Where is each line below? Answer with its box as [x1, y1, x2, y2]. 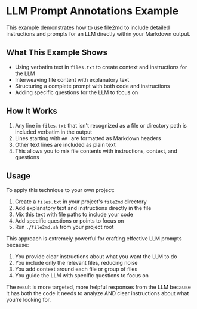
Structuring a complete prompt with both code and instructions [14, 82, 170, 89]
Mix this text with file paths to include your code [14, 211, 133, 218]
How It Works [6, 106, 58, 116]
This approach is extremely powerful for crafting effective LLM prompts [6, 235, 182, 242]
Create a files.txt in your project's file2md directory [14, 198, 147, 205]
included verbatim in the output [14, 128, 93, 135]
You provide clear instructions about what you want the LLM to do [14, 253, 177, 260]
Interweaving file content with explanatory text [14, 76, 130, 83]
